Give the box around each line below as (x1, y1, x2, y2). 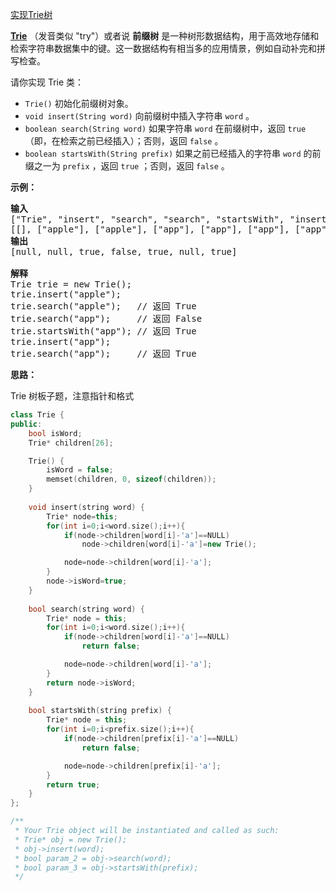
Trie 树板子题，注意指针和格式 (10, 390, 135, 402)
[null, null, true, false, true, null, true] (10, 246, 238, 257)
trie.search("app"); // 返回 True (10, 348, 197, 359)
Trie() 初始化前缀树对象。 (24, 98, 134, 109)
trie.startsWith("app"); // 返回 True (10, 326, 197, 337)
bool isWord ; (28, 428, 83, 438)
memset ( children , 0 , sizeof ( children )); (46, 474, 217, 485)
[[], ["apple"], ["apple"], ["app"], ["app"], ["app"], (10, 224, 290, 235)
